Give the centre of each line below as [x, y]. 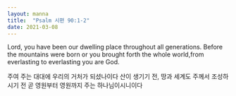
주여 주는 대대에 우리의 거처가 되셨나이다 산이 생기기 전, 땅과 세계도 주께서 [108, 77]
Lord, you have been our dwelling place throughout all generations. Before [115, 47]
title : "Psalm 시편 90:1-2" [49, 20]
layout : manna [28, 14]
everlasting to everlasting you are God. [63, 62]
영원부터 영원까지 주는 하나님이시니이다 [89, 85]
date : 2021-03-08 [33, 27]
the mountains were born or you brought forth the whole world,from [106, 54]
